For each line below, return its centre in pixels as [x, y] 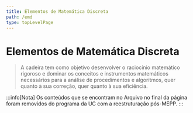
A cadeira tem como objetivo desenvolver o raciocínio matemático [100, 67]
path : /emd [19, 17]
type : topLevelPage [30, 22]
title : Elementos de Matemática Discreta [57, 11]
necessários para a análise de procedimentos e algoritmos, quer [98, 80]
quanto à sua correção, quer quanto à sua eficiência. [84, 86]
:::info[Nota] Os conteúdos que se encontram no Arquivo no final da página [97, 98]
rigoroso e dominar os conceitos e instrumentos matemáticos [94, 74]
